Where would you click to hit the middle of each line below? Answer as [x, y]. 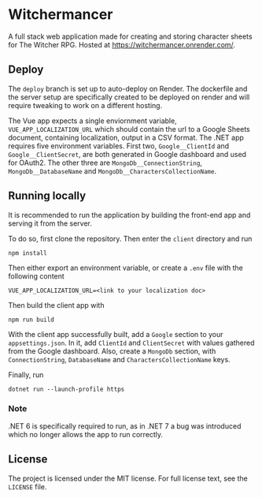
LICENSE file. [28, 486]
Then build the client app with [56, 305]
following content [36, 276]
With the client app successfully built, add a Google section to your [116, 334]
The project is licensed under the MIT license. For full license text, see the [128, 478]
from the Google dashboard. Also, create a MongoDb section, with [112, 351]
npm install [28, 253]
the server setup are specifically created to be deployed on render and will [129, 97]
